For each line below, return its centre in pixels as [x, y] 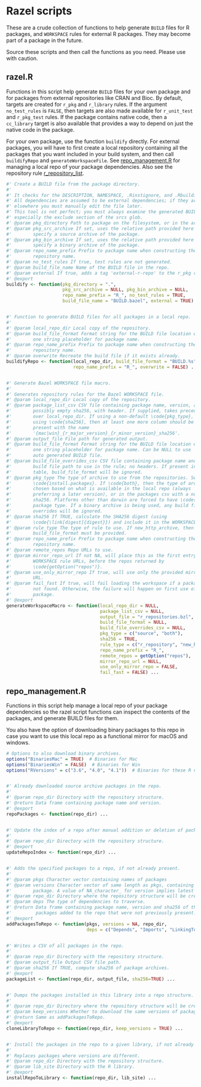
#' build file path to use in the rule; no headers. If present [97, 466]
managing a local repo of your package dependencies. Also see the [89, 166]
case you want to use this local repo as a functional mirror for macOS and [97, 736]
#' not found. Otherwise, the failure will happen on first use [97, 589]
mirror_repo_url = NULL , [131, 661]
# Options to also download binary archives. [64, 753]
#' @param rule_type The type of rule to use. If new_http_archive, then [100, 528]
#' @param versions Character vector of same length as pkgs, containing [100, 885]
